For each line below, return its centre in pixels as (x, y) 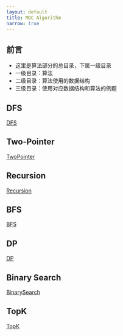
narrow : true (23, 23)
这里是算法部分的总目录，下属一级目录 (63, 65)
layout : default (27, 12)
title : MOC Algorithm (34, 18)
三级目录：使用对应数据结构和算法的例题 (66, 89)
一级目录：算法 (34, 73)
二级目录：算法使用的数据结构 (52, 81)
